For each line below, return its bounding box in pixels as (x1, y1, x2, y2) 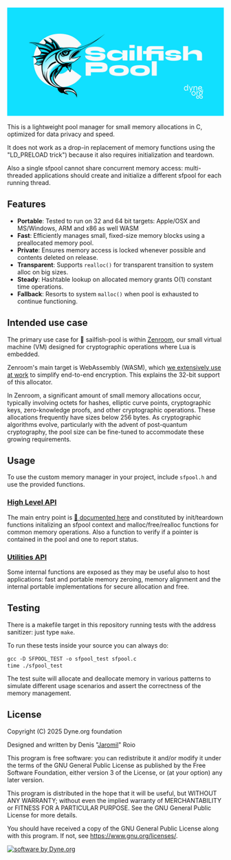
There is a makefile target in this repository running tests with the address (7, 620, 217, 629)
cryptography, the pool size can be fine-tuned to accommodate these (7, 428, 205, 436)
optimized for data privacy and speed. (7, 130, 115, 138)
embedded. (7, 350, 40, 358)
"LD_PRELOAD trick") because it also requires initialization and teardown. (7, 151, 214, 159)
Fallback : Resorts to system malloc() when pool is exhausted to (16, 289, 199, 298)
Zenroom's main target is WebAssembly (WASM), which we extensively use (7, 363, 221, 371)
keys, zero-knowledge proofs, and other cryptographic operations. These (7, 406, 216, 414)
